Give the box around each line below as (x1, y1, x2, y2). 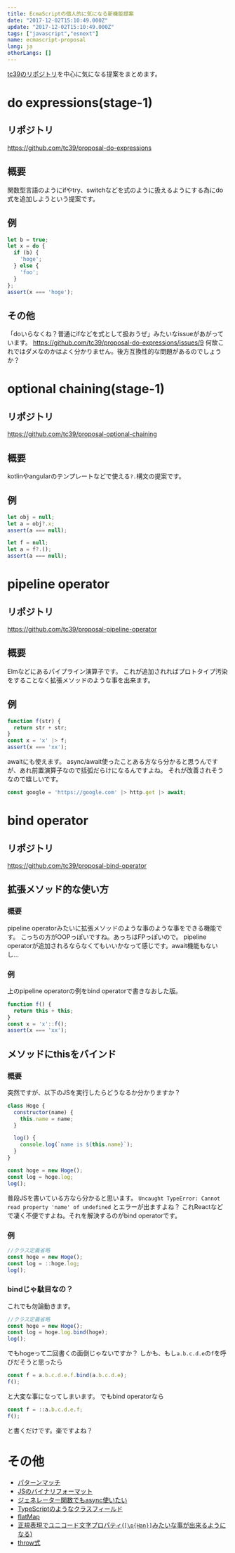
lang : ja (7, 43, 33, 50)
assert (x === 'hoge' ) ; (7, 288, 74, 295)
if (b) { (13, 249, 39, 257)
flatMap (17, 1512, 40, 1521)
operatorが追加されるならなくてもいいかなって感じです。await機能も (7, 941, 206, 950)
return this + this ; (13, 1007, 74, 1014)
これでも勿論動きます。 (7, 1302, 75, 1310)
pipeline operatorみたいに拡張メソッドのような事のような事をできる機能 (7, 924, 216, 932)
